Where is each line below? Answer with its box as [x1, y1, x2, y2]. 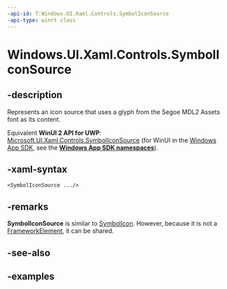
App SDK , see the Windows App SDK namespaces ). [7, 143, 158, 152]
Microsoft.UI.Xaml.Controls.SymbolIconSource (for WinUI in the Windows [7, 136, 217, 144]
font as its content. [7, 115, 61, 123]
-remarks [7, 201, 49, 212]
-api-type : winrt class [7, 17, 76, 24]
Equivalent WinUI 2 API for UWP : [7, 128, 102, 136]
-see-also [7, 247, 51, 258]
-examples [7, 270, 55, 282]
